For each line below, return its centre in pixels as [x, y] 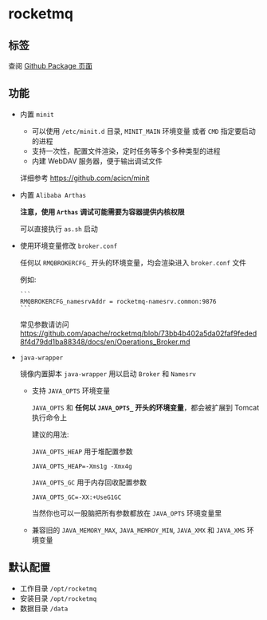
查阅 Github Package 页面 [51, 66]
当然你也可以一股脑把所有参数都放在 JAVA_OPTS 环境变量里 [126, 513]
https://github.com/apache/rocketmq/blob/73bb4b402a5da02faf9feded [138, 333]
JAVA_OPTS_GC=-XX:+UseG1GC [77, 497]
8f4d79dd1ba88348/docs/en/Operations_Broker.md [105, 341]
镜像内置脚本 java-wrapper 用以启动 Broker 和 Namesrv [108, 373]
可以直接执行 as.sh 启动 [59, 229]
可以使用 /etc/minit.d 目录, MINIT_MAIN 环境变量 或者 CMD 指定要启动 [144, 131]
